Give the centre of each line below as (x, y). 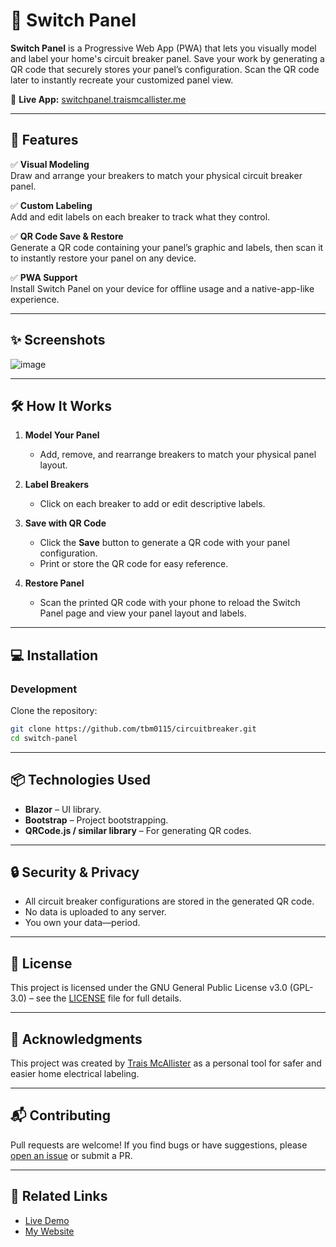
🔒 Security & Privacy (75, 872)
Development (44, 689)
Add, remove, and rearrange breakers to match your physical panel (178, 455)
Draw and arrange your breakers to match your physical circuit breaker (156, 175)
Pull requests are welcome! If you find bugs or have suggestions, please (159, 1145)
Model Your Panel (62, 435)
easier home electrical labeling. (75, 1074)
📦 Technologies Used (81, 780)
